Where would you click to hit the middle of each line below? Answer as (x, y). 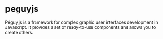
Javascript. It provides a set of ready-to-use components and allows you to (81, 27)
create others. (19, 32)
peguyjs (22, 9)
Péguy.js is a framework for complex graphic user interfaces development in (81, 22)
